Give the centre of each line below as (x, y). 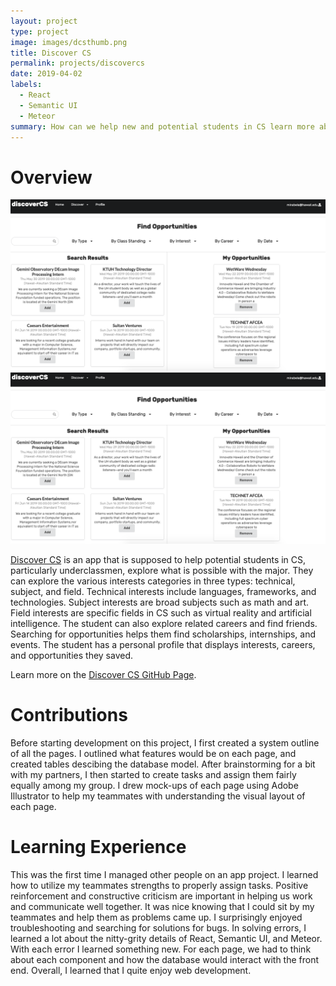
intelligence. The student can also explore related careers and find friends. (164, 623)
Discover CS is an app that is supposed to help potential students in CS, (158, 559)
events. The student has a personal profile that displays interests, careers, (163, 644)
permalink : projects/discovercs (77, 63)
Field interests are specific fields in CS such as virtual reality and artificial (161, 612)
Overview (51, 177)
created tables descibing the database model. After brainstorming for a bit (163, 764)
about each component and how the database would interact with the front (165, 959)
